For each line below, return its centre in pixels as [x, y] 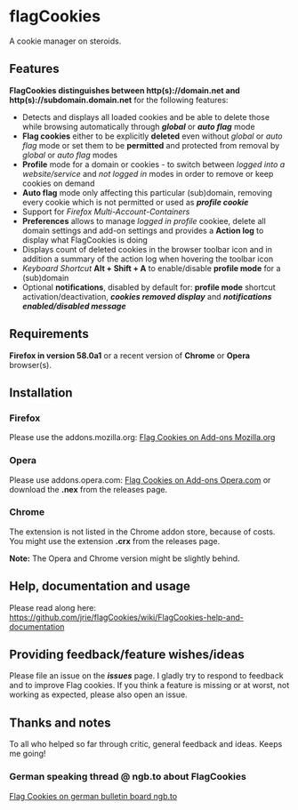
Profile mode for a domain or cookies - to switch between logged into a [153, 164]
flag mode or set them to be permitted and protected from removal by [151, 145]
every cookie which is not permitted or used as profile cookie [135, 202]
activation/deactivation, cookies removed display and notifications [147, 296]
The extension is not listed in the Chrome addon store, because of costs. [142, 532]
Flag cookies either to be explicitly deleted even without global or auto [152, 136]
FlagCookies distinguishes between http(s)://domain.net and [125, 90]
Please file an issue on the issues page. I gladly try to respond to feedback [146, 676]
